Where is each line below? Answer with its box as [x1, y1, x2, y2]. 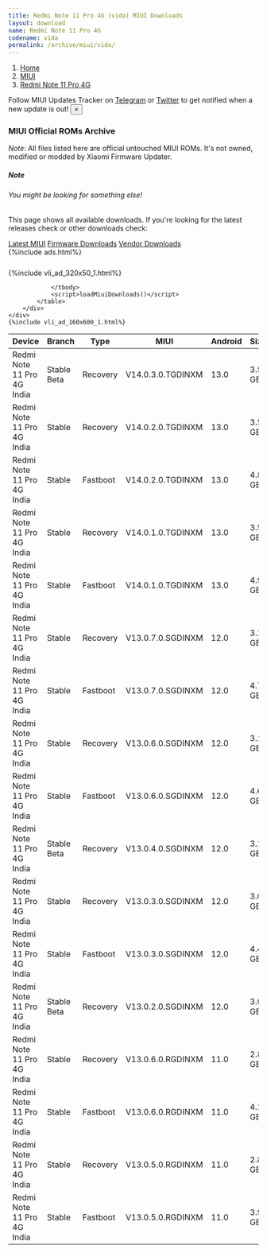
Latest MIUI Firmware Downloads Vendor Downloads [8, 239, 181, 248]
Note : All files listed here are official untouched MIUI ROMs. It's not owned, [8, 144, 253, 153]
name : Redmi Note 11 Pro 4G [8, 26, 102, 34]
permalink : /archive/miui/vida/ [8, 41, 115, 49]
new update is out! [8, 104, 69, 114]
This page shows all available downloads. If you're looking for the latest [8, 215, 242, 224]
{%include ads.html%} [8, 247, 82, 257]
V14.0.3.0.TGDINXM [126, 369, 203, 380]
